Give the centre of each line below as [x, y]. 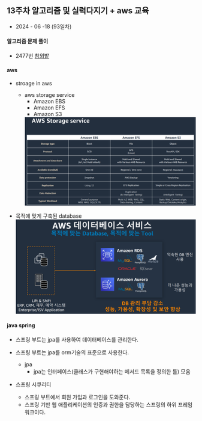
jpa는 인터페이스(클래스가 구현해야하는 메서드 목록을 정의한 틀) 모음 [112, 371]
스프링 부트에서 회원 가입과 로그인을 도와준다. [77, 397]
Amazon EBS [49, 102]
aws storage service [49, 95]
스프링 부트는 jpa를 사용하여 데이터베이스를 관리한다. [77, 339]
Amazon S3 [48, 114]
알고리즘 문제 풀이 [28, 41]
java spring [21, 325]
